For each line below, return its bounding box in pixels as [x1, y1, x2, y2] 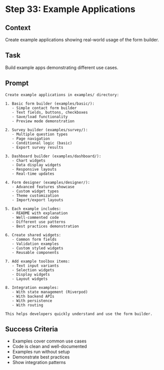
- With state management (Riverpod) [11, 289, 88, 294]
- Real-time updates [11, 171, 55, 176]
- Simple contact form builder [11, 105, 77, 111]
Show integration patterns [12, 359, 66, 365]
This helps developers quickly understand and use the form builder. [5, 311, 153, 316]
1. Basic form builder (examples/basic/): [5, 101, 95, 106]
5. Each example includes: [5, 206, 61, 211]
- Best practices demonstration [11, 224, 79, 229]
